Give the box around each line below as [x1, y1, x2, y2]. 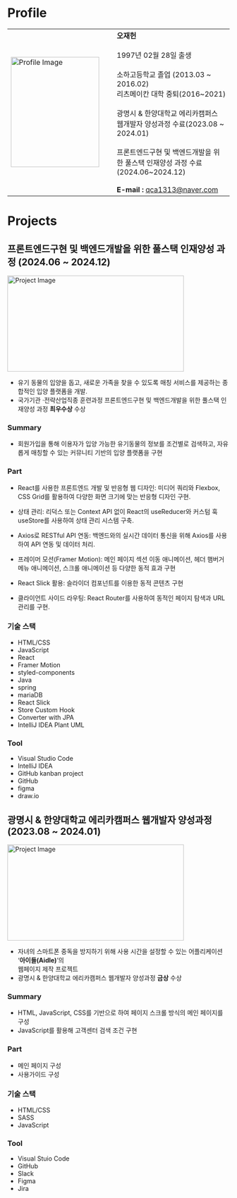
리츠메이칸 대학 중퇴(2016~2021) [116, 89, 226, 99]
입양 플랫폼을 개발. [36, 386, 88, 396]
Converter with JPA [17, 713, 74, 721]
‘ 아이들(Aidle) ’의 [17, 955, 65, 964]
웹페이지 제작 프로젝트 [17, 965, 79, 973]
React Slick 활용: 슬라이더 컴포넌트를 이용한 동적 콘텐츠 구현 [17, 578, 183, 587]
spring [17, 683, 37, 692]
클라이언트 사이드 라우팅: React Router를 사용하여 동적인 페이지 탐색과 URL [17, 594, 226, 602]
